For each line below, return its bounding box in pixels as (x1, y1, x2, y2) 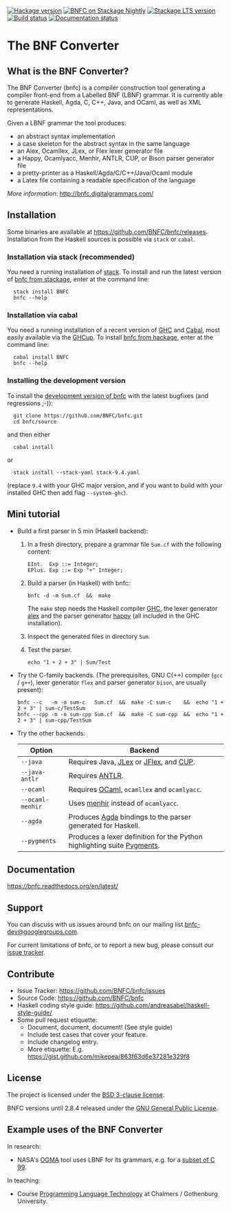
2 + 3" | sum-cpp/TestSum (16, 717, 91, 724)
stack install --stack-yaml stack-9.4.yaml (13, 469, 140, 476)
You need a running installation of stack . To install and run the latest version (7, 268, 222, 276)
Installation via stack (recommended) (7, 252, 135, 262)
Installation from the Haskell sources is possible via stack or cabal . (7, 235, 196, 243)
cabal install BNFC (13, 354, 69, 361)
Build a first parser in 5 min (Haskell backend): (16, 527, 148, 535)
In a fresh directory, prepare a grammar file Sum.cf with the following (27, 540, 222, 548)
